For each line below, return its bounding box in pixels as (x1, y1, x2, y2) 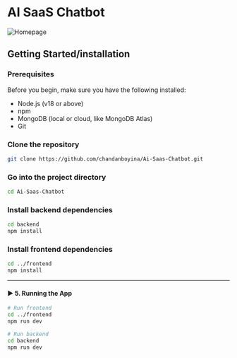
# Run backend (7, 330, 49, 337)
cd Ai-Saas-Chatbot (7, 188, 65, 195)
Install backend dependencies (7, 204, 113, 214)
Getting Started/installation (7, 48, 130, 60)
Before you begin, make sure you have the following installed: (7, 86, 186, 94)
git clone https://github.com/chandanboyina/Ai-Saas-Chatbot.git (7, 155, 203, 163)
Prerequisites (7, 69, 54, 79)
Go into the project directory (7, 172, 107, 182)
